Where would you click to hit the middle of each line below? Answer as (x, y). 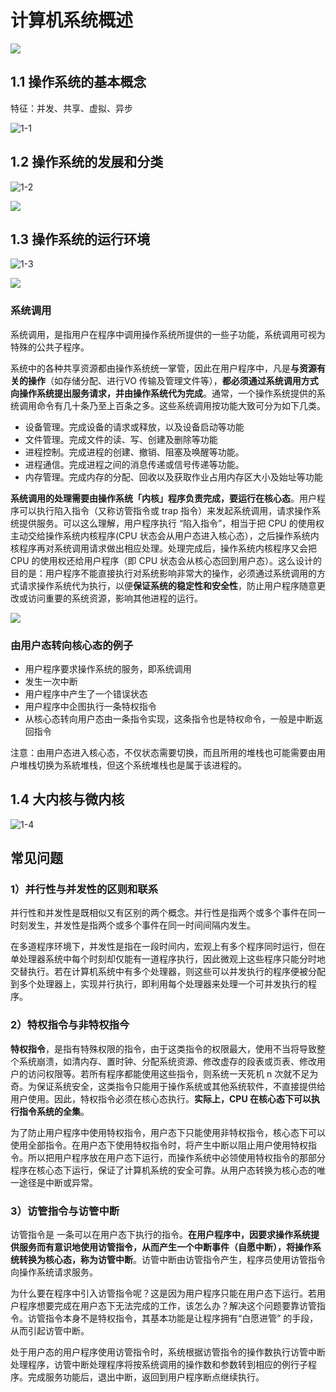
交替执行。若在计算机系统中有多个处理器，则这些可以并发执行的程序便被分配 (168, 972)
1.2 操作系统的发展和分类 (87, 162)
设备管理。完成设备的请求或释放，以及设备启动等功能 (134, 427)
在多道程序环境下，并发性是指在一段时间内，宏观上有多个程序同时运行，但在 (168, 947)
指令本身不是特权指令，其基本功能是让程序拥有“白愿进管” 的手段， (181, 1318)
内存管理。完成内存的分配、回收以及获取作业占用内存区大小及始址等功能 (173, 477)
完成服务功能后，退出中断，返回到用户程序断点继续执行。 (146, 1377)
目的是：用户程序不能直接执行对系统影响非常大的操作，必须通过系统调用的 (163, 573)
